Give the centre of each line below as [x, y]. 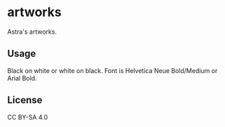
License [25, 100]
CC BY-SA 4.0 [28, 117]
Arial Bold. [22, 78]
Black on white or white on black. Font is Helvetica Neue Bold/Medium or [112, 70]
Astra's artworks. [32, 32]
